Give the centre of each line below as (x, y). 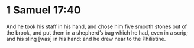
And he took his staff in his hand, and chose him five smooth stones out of (97, 26)
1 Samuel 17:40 (43, 10)
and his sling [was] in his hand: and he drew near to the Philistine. (86, 39)
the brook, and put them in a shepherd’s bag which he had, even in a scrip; (97, 32)
